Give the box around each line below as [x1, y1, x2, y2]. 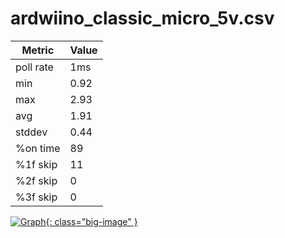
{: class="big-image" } [45, 215, 138, 227]
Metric [21, 43, 55, 57]
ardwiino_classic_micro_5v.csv [10, 7, 275, 30]
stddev [15, 125, 48, 139]
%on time [15, 141, 61, 155]
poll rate [15, 60, 54, 74]
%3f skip [15, 190, 58, 204]
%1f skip [15, 157, 58, 171]
